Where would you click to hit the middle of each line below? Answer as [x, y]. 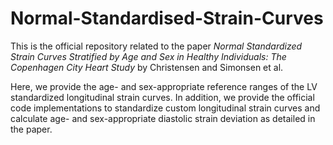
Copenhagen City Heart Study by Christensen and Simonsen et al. [147, 67]
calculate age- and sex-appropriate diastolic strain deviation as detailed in [163, 118]
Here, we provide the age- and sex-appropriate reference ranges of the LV [164, 86]
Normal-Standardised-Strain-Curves [167, 18]
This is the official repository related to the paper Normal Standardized [156, 46]
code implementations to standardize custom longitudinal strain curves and [165, 108]
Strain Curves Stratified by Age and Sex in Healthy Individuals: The [148, 56]
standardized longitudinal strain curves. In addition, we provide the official [162, 97]
